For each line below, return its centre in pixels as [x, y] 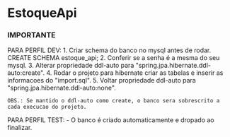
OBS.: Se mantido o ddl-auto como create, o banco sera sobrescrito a [114, 101]
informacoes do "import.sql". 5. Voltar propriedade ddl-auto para [102, 81]
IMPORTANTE [31, 35]
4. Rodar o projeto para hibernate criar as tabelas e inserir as [134, 73]
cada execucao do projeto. [47, 107]
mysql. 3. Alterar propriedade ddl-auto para [71, 66]
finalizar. [20, 128]
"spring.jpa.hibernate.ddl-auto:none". [62, 88]
